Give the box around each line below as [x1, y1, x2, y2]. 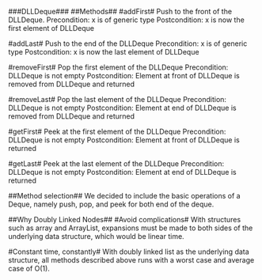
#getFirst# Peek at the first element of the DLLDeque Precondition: [8, 127, 226, 136]
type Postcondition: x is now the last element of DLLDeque [8, 47, 199, 56]
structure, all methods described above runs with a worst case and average [8, 255, 255, 264]
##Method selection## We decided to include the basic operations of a [8, 191, 241, 200]
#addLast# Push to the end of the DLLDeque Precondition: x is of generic [8, 39, 248, 48]
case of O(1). [8, 264, 50, 273]
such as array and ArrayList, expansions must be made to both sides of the [8, 223, 253, 233]
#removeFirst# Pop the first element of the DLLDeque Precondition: [8, 62, 229, 72]
